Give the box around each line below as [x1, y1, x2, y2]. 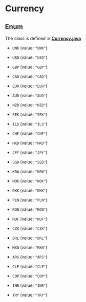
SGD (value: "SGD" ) [12, 159, 48, 165]
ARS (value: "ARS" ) [12, 254, 48, 260]
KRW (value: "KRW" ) [12, 169, 48, 174]
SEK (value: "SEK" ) [12, 111, 48, 117]
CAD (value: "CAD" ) [12, 74, 48, 79]
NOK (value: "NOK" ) [12, 178, 48, 184]
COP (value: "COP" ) [12, 273, 48, 278]
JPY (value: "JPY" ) [12, 150, 48, 155]
